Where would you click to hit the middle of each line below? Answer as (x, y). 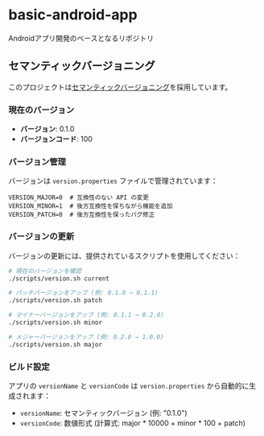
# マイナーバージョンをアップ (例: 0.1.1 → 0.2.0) (87, 315)
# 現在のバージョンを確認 (45, 271)
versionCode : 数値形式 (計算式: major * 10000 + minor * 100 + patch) (133, 423)
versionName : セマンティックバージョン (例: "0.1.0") (103, 413)
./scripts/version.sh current (59, 278)
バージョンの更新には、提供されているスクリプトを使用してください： (124, 255)
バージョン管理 (37, 161)
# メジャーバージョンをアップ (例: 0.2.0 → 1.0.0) (86, 337)
